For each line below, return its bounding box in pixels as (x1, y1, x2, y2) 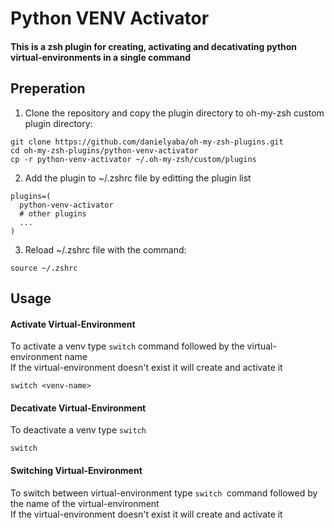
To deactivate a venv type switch (10, 424, 147, 436)
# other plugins (19, 208, 87, 219)
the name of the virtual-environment (10, 497, 160, 509)
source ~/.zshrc (10, 263, 78, 273)
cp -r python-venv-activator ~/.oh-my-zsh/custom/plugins (10, 154, 257, 164)
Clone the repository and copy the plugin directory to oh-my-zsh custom (24, 107, 325, 119)
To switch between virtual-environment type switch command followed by (10, 487, 318, 499)
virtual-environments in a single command (10, 51, 192, 63)
